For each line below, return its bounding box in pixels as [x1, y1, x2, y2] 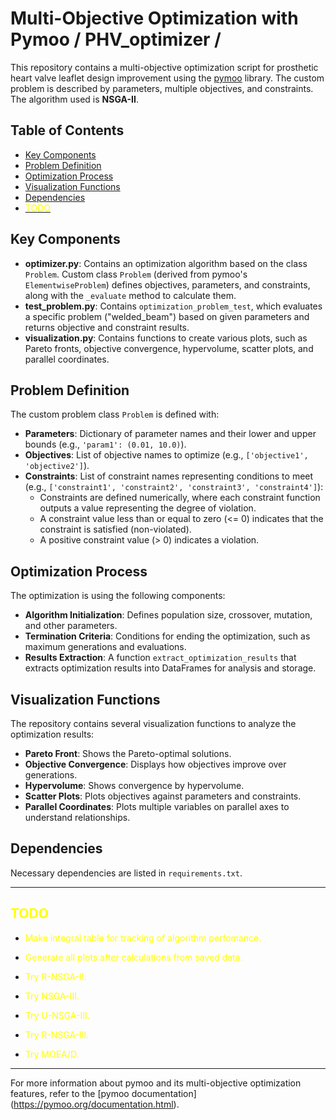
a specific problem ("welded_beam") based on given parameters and [24, 310, 310, 322]
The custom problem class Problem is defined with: [10, 408, 220, 421]
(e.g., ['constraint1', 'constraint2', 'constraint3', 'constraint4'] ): [24, 481, 324, 493]
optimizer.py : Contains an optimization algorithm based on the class [24, 257, 308, 269]
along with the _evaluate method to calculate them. [24, 289, 237, 301]
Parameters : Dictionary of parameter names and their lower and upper [24, 428, 317, 440]
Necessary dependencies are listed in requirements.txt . [10, 867, 243, 879]
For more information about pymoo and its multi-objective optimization [10, 1077, 302, 1089]
